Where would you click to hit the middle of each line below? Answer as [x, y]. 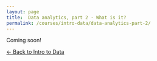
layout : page [23, 12]
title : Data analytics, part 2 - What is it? [66, 18]
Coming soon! [24, 40]
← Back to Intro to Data [35, 52]
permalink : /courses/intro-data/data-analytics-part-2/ [78, 23]
